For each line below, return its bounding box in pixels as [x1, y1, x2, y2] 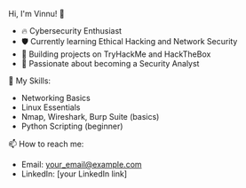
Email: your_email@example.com [20, 160, 143, 169]
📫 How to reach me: [8, 138, 84, 149]
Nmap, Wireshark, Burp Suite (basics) [20, 112, 160, 121]
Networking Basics [20, 93, 91, 103]
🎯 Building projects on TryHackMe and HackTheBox [20, 49, 211, 59]
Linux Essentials [20, 102, 81, 113]
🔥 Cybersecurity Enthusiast [20, 26, 122, 35]
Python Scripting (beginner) [20, 121, 123, 131]
